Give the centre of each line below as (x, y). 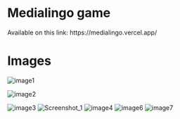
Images (29, 61)
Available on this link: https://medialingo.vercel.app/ (82, 32)
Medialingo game (59, 13)
